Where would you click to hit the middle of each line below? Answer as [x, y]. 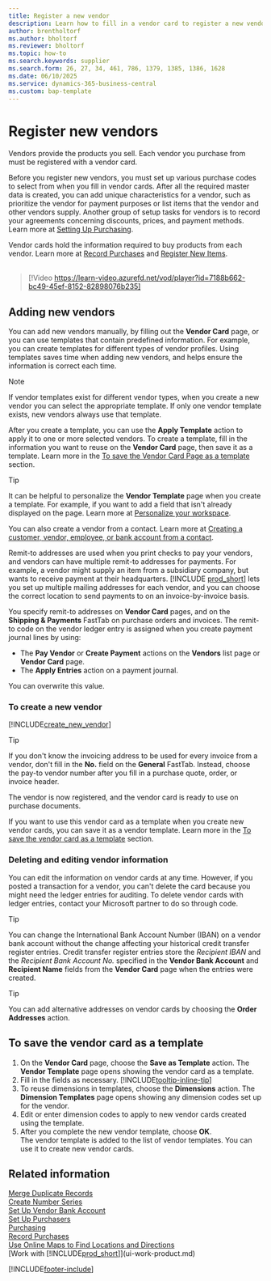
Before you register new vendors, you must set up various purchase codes [132, 178]
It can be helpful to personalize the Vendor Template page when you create [135, 496]
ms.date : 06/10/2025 [43, 76]
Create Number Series [46, 1202]
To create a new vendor [55, 707]
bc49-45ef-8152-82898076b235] [84, 286]
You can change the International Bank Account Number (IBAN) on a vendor [135, 935]
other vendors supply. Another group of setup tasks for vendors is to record [134, 212]
